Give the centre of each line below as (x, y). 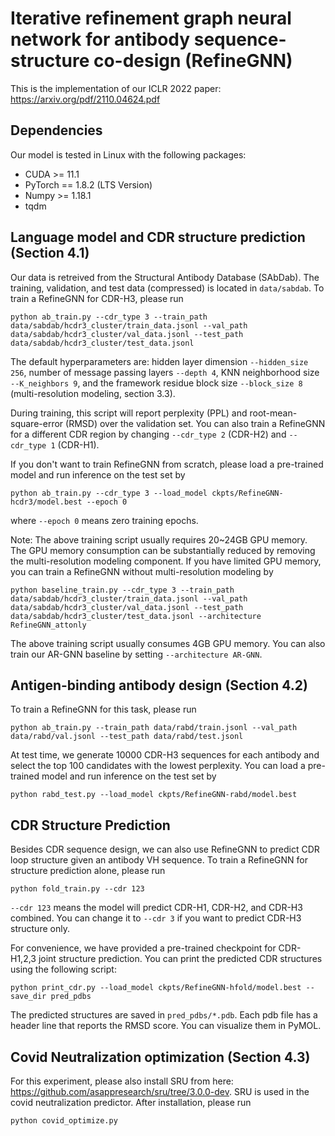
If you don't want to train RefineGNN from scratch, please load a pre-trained (167, 464)
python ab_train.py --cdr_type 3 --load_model (109, 493)
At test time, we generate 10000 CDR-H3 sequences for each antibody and (165, 755)
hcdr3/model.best (46, 502)
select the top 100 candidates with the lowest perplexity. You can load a (158, 766)
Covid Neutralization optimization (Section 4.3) (160, 1057)
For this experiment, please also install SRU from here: (122, 1081)
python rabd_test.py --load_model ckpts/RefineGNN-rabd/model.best (154, 795)
